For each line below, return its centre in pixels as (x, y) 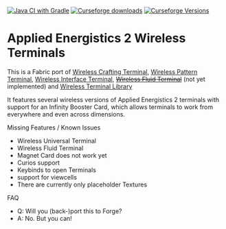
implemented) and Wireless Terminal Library (70, 86)
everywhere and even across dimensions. (66, 114)
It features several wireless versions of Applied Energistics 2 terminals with (113, 99)
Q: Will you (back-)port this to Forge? (69, 211)
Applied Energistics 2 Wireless (97, 38)
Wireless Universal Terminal (56, 141)
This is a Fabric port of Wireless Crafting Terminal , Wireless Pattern (102, 71)
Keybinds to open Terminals (56, 170)
